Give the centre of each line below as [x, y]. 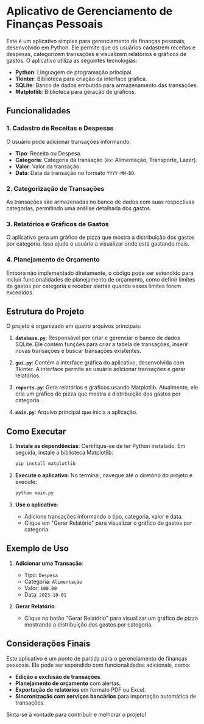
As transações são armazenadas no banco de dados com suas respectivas [100, 202]
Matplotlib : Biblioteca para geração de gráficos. [76, 91]
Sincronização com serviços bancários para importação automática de [106, 696]
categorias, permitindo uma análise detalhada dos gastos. [79, 208]
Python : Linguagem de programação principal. [74, 72]
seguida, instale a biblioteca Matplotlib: [64, 453]
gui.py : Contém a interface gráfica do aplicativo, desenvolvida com [100, 363]
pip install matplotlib [45, 464]
